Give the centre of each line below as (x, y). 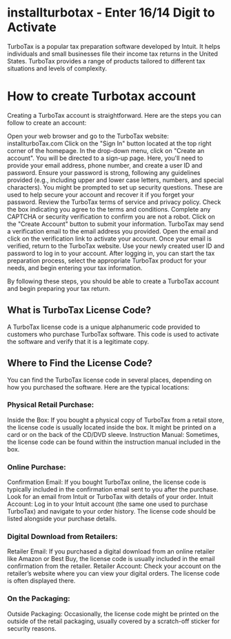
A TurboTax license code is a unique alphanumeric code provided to (104, 327)
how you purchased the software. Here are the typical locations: (98, 387)
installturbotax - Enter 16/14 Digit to (111, 13)
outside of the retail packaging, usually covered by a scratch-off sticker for (113, 621)
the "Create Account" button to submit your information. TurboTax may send (115, 224)
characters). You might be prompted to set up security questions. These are (115, 187)
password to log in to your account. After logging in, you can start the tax (111, 253)
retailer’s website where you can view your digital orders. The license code (113, 574)
